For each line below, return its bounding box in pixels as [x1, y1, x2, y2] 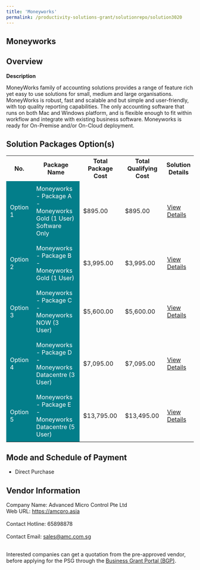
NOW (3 [36, 318, 60, 326]
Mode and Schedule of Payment [6, 452, 127, 462]
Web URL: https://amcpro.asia [6, 507, 80, 515]
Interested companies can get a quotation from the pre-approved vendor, [6, 551, 186, 558]
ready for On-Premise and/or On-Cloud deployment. [6, 122, 135, 129]
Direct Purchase [14, 468, 55, 475]
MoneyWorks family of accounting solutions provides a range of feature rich [6, 84, 193, 91]
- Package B [36, 251, 72, 260]
